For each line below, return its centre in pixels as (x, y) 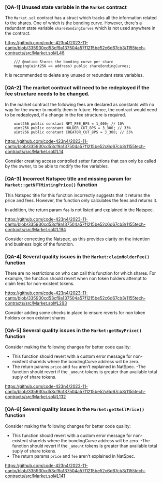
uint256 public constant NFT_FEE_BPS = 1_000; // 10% (69, 124)
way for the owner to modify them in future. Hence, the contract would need (81, 109)
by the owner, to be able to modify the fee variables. (57, 166)
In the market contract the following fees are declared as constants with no (80, 104)
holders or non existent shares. (36, 318)
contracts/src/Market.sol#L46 (35, 53)
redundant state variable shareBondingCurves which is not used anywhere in (80, 28)
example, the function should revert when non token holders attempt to (76, 279)
